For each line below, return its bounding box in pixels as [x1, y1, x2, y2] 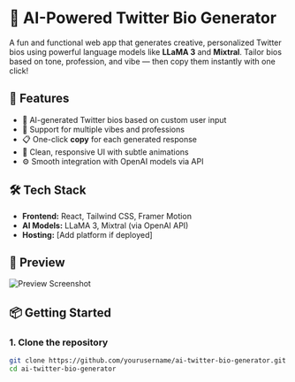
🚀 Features [9, 91, 70, 106]
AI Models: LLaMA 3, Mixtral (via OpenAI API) [21, 220, 189, 231]
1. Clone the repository [9, 336, 109, 348]
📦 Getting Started [9, 305, 112, 320]
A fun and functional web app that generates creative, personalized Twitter [9, 37, 283, 48]
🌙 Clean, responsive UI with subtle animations [21, 146, 189, 157]
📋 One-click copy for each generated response [21, 134, 197, 144]
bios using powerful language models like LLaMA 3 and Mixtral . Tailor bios [9, 46, 283, 57]
